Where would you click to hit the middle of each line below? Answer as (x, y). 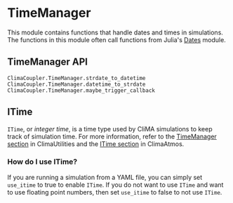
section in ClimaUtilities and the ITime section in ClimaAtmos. (96, 144)
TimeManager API (47, 62)
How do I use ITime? (42, 162)
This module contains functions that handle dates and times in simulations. (115, 32)
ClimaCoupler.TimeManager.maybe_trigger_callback (81, 90)
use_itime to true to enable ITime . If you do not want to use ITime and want (115, 185)
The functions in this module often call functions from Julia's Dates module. (116, 39)
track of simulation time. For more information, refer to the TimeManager (112, 136)
